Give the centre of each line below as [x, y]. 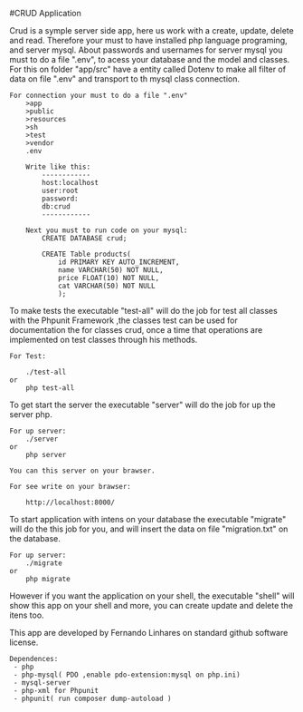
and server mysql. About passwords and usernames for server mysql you [146, 50]
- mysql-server [42, 683]
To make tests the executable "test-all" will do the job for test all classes [143, 311]
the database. [35, 538]
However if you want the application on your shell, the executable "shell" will [152, 596]
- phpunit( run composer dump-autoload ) [92, 698]
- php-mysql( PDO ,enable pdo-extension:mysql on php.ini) [127, 675]
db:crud [56, 207]
